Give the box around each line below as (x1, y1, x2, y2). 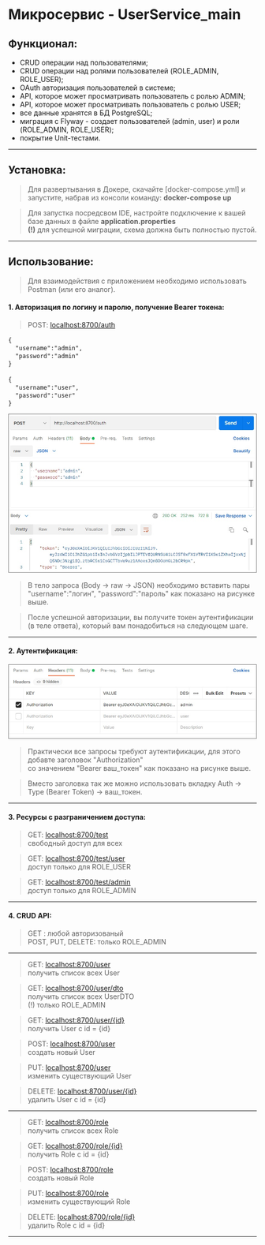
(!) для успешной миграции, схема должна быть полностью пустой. (27, 225, 257, 234)
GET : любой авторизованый (27, 929, 124, 938)
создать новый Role (27, 1173, 95, 1183)
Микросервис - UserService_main (8, 6, 241, 24)
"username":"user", (15, 383, 80, 391)
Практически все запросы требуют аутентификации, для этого (27, 746, 241, 756)
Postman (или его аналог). (27, 284, 116, 293)
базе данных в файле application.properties (27, 216, 176, 226)
